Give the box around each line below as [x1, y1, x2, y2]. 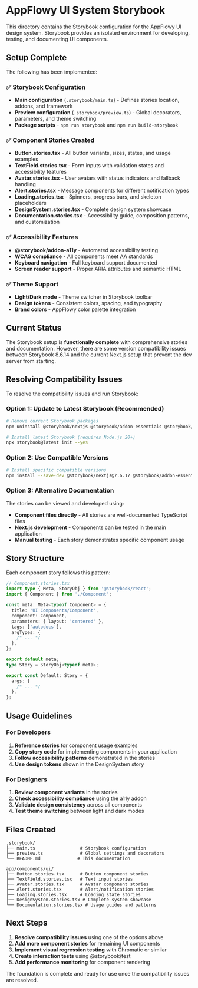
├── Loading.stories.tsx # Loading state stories [6, 891, 141, 897]
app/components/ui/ [6, 865, 54, 872]
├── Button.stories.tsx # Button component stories [6, 871, 149, 877]
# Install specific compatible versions [6, 467, 107, 473]
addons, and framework [14, 103, 73, 110]
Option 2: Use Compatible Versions [6, 454, 109, 462]
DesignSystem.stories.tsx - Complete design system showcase [14, 206, 172, 213]
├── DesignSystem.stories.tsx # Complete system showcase [6, 897, 151, 903]
